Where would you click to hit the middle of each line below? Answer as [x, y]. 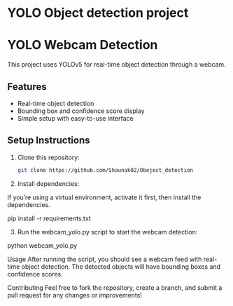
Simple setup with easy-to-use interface [76, 118]
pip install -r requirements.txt [49, 218]
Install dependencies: [48, 183]
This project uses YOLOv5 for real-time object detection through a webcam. [116, 65]
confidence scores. [35, 274]
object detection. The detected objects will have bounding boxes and [121, 266]
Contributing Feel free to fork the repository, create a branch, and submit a [115, 287]
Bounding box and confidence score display [81, 111]
